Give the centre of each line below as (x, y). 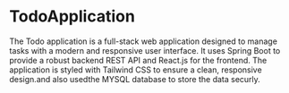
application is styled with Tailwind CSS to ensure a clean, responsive (136, 70)
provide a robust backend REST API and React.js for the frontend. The (138, 60)
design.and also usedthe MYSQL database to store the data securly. (135, 79)
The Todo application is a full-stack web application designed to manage (143, 41)
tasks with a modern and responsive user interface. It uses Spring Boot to (145, 50)
